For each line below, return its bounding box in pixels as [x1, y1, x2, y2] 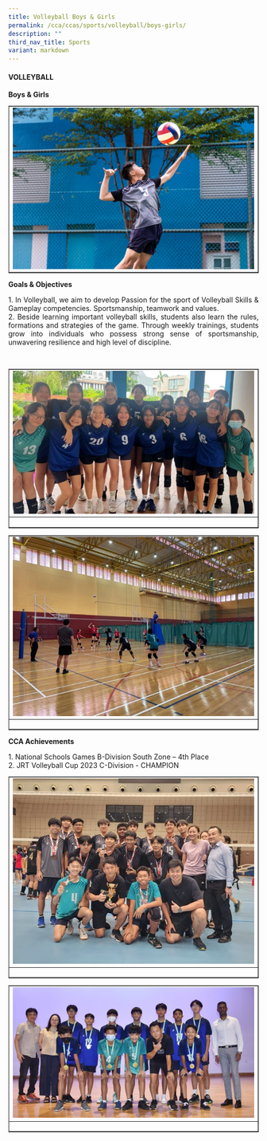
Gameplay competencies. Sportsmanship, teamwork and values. [8, 304, 219, 313]
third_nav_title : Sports [8, 38, 91, 46]
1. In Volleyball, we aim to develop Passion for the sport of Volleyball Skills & [8, 295, 259, 305]
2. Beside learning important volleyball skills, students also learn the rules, [8, 312, 259, 322]
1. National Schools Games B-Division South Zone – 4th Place [8, 752, 209, 761]
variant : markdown [8, 46, 69, 55]
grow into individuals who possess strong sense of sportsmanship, [8, 329, 259, 339]
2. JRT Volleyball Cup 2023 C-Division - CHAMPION [8, 761, 180, 770]
